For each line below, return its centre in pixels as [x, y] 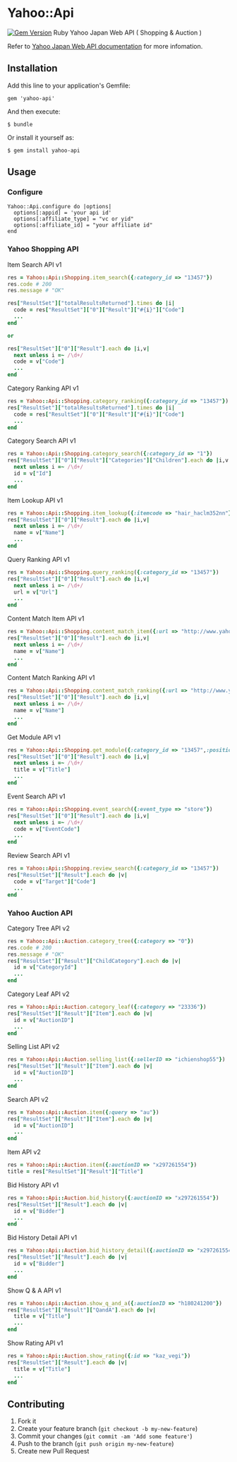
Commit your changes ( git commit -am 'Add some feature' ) [105, 1436]
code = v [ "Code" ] [39, 361]
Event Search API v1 [36, 796]
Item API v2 [24, 1152]
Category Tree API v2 [39, 928]
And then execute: [34, 112]
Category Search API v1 [42, 441]
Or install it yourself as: [41, 137]
